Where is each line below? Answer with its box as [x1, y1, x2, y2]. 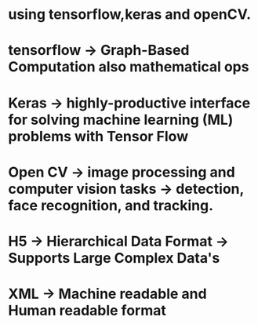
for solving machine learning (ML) [8, 111, 234, 129]
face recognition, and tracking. [8, 196, 214, 214]
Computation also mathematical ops [8, 58, 249, 76]
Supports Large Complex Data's [8, 249, 220, 267]
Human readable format [8, 302, 166, 319]
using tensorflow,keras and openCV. [8, 5, 252, 24]
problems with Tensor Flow [8, 127, 189, 145]
